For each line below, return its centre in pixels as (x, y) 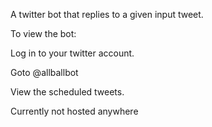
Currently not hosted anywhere (74, 111)
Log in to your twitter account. (72, 53)
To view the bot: (43, 33)
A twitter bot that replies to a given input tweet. (107, 14)
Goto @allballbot (44, 72)
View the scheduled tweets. (67, 92)
